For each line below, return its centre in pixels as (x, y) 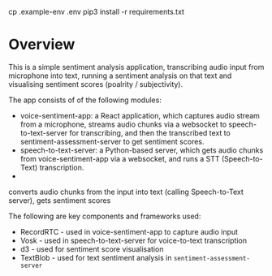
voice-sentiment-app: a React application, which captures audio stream (140, 115)
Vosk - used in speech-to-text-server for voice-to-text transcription (134, 240)
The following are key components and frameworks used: (105, 216)
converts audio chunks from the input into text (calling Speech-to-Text (126, 192)
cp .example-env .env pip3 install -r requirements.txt (97, 12)
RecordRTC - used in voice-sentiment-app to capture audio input (129, 231)
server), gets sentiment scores (60, 200)
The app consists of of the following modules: (85, 100)
